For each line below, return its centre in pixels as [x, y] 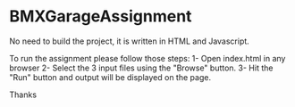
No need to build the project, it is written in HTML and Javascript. [130, 41]
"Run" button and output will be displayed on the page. [110, 77]
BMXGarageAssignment [101, 16]
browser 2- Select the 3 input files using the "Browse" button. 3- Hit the [141, 68]
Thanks [23, 95]
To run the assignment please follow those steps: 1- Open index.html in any [147, 58]
